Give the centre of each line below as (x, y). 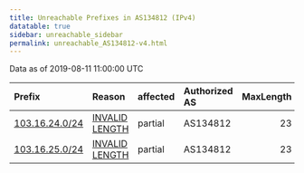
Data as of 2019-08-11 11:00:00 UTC (76, 69)
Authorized (209, 91)
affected (156, 97)
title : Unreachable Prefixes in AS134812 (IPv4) (103, 18)
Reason (109, 97)
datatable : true (40, 26)
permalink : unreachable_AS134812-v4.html (89, 43)
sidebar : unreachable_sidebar (66, 34)
